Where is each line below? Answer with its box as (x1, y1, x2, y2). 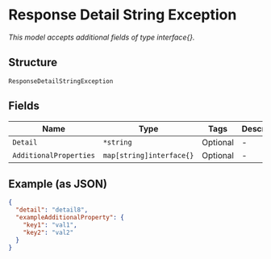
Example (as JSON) (8, 177, 107, 190)
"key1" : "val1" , (23, 221, 78, 229)
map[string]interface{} (102, 151, 194, 160)
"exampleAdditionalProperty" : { (15, 214, 125, 222)
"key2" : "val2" (23, 228, 74, 236)
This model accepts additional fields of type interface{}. (8, 32, 195, 42)
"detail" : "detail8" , (15, 206, 89, 215)
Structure (8, 56, 58, 69)
